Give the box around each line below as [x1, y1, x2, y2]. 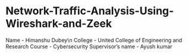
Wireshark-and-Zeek [5, 17, 112, 30]
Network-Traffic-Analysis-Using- [5, 4, 174, 18]
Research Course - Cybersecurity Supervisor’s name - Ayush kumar [5, 43, 173, 50]
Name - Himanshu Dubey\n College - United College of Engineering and [5, 36, 183, 43]
